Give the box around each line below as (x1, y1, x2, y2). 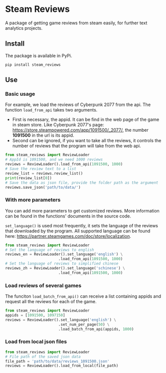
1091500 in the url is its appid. (12, 132, 74, 138)
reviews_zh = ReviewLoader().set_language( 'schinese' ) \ (5, 266, 125, 271)
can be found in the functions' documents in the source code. (5, 213, 131, 219)
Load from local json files (5, 338, 67, 345)
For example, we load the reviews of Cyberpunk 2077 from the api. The (5, 102, 151, 107)
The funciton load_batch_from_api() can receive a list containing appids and (5, 293, 162, 299)
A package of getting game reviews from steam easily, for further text (5, 20, 148, 26)
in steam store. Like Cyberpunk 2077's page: (12, 122, 104, 128)
